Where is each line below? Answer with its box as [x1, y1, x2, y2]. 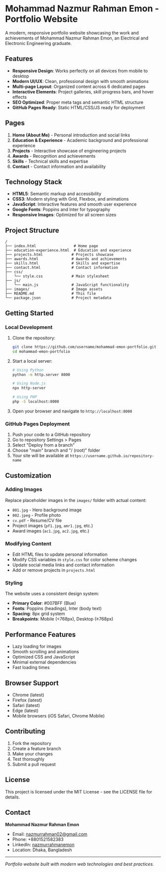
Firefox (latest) [12, 697, 42, 703]
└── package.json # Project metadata [5, 295, 112, 300]
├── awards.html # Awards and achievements [5, 256, 127, 262]
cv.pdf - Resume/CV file [12, 517, 62, 523]
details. [5, 794, 20, 800]
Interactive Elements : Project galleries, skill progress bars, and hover [12, 88, 154, 94]
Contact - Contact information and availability [12, 164, 106, 169]
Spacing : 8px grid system [12, 611, 65, 617]
